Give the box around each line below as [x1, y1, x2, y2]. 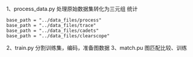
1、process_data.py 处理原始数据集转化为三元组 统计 [6, 5, 138, 12]
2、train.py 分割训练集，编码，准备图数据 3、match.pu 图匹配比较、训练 [6, 44, 188, 51]
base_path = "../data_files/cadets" [6, 28, 99, 34]
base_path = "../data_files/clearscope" [6, 33, 110, 39]
